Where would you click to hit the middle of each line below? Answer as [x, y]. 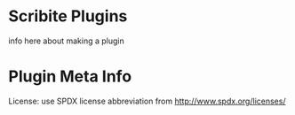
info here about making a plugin [67, 41]
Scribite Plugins [68, 16]
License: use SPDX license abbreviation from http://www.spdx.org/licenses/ [147, 101]
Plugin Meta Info [70, 77]
